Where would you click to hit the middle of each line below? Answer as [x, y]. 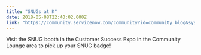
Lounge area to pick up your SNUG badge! [59, 46]
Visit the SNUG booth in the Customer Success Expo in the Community [94, 40]
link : [13, 22]
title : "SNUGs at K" [32, 12]
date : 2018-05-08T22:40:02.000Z [46, 17]
